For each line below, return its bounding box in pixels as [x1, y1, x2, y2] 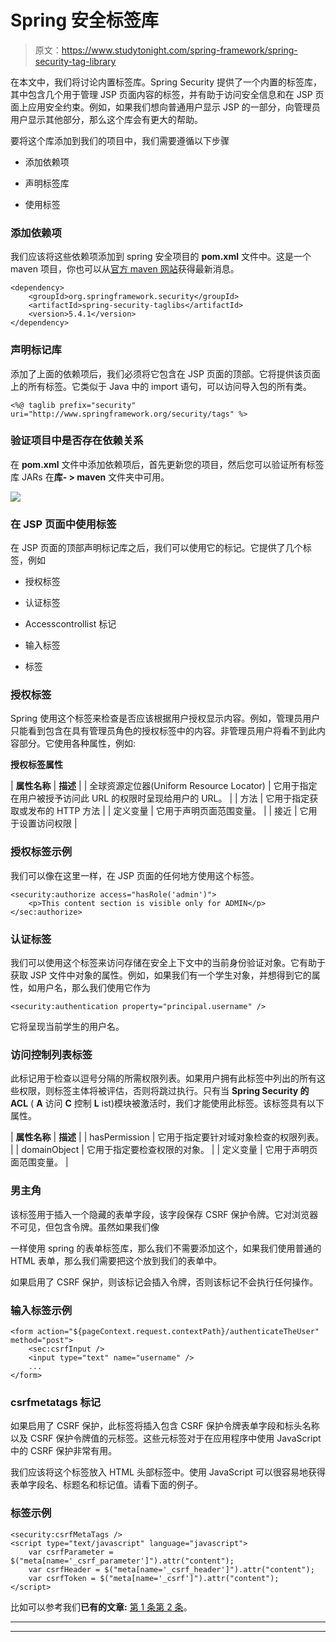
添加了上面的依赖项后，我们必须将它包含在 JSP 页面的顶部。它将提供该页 [10, 367, 312, 380]
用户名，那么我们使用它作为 [36, 982, 151, 994]
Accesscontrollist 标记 [24, 618, 117, 630]
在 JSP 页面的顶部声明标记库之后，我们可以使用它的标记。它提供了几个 [10, 542, 303, 554]
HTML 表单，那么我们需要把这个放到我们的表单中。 [10, 1254, 222, 1266]
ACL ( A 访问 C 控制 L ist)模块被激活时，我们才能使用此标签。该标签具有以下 [10, 1097, 325, 1110]
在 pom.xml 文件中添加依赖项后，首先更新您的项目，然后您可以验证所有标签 [10, 458, 325, 470]
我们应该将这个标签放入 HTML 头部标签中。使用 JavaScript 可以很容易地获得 [10, 1466, 326, 1478]
